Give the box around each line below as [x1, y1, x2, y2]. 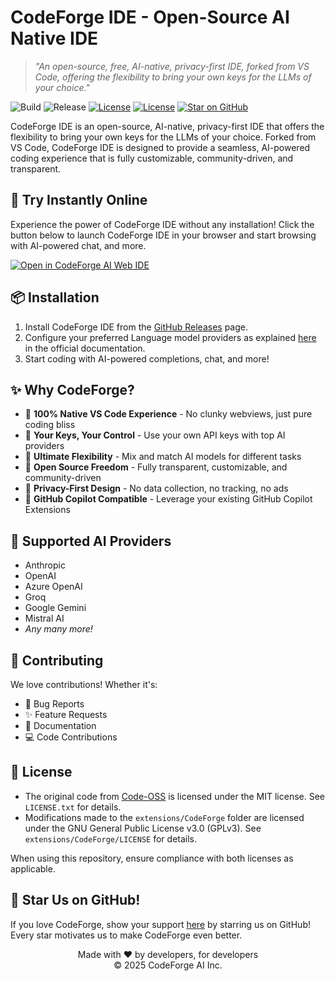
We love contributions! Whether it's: [10, 679, 158, 690]
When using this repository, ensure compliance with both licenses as [10, 852, 294, 864]
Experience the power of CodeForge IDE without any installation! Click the [10, 218, 315, 230]
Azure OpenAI [24, 581, 83, 593]
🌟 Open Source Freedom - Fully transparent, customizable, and [24, 461, 288, 473]
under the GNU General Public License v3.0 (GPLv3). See [24, 822, 262, 834]
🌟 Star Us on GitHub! [10, 892, 141, 909]
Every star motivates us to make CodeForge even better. [10, 929, 243, 941]
